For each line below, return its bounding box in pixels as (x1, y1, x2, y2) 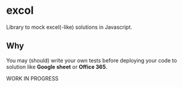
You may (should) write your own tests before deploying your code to (6, 56, 178, 64)
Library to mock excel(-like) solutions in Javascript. (6, 23, 133, 31)
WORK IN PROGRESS (6, 74, 59, 82)
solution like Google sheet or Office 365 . (6, 63, 108, 70)
